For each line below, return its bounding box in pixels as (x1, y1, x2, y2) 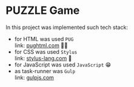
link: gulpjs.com (14, 74, 54, 81)
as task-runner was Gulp (14, 67, 76, 74)
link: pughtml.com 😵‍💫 (14, 42, 68, 49)
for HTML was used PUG (14, 35, 74, 42)
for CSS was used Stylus (14, 48, 78, 55)
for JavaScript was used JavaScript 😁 (14, 61, 112, 68)
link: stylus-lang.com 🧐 (14, 54, 72, 62)
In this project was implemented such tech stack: (5, 24, 129, 31)
